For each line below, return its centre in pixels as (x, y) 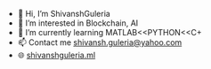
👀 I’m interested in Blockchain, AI (78, 23)
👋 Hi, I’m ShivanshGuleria (64, 14)
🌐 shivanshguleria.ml (57, 55)
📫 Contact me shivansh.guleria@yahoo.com (100, 42)
